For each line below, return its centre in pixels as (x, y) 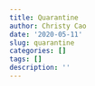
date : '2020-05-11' (46, 34)
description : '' (40, 68)
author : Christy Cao (48, 26)
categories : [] (38, 51)
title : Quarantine (44, 17)
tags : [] (26, 59)
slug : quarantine (42, 43)
